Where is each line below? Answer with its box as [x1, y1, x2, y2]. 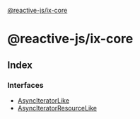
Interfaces [7, 80, 44, 90]
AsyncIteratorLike [17, 96, 69, 105]
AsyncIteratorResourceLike [17, 103, 98, 112]
